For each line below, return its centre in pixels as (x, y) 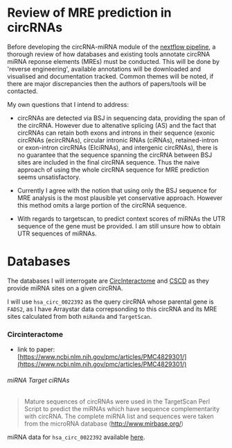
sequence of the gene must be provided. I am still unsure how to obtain (119, 226)
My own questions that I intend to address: (68, 104)
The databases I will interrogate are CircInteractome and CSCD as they (108, 281)
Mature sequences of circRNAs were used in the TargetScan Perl (117, 401)
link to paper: (36, 349)
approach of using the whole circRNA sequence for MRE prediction (113, 169)
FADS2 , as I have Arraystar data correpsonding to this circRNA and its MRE (112, 309)
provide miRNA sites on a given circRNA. (65, 288)
